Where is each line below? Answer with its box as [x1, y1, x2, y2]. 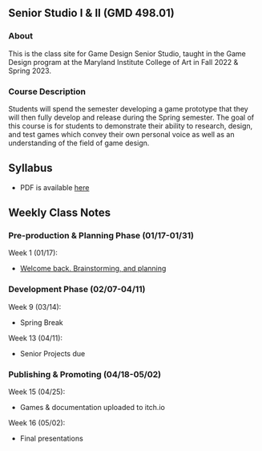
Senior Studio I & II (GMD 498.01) [8, 6, 175, 20]
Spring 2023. [8, 66, 52, 75]
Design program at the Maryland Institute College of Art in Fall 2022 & [8, 57, 239, 67]
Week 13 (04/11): [8, 333, 62, 343]
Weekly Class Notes [8, 206, 111, 220]
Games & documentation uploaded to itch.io [19, 403, 166, 412]
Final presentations [19, 433, 84, 444]
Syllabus [8, 161, 54, 175]
